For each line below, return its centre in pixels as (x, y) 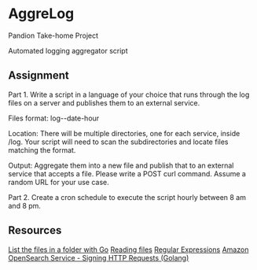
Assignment (39, 76)
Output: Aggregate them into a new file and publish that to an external (121, 165)
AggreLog (41, 14)
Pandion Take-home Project (53, 35)
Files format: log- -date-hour (54, 118)
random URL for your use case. (59, 182)
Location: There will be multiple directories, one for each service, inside (124, 133)
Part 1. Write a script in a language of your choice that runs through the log (129, 94)
